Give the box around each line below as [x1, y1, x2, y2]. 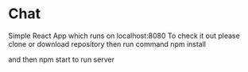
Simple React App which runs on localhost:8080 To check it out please [8, 31, 240, 40]
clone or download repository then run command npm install [8, 39, 207, 48]
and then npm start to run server [8, 55, 115, 64]
